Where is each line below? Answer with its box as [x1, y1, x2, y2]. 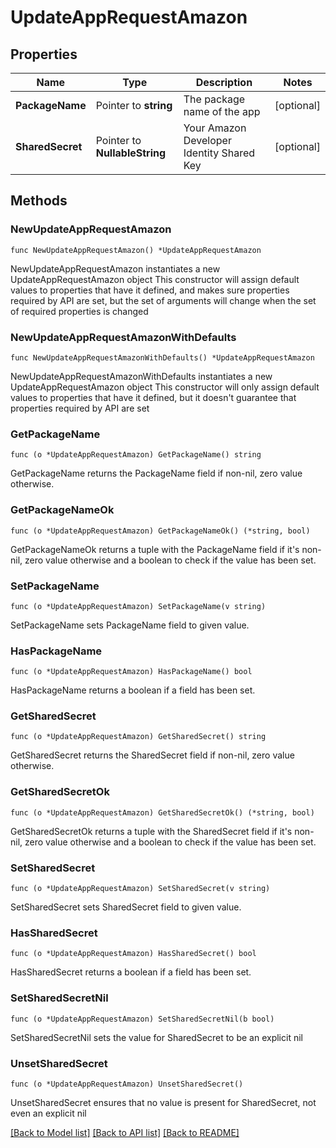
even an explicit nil [10, 1107, 87, 1119]
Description [195, 76, 253, 89]
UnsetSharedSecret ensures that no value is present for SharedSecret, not [10, 1096, 317, 1108]
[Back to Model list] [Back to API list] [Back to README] [10, 1126, 240, 1138]
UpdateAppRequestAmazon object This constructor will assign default [10, 273, 300, 285]
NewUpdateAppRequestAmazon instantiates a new [10, 262, 221, 275]
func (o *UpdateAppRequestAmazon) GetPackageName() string [10, 450, 262, 460]
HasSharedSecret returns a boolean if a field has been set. [10, 966, 252, 978]
